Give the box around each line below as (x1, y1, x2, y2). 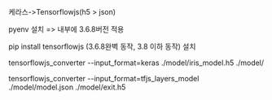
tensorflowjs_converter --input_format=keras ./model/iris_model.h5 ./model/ (8, 58, 265, 67)
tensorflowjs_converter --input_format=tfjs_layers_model (8, 74, 200, 83)
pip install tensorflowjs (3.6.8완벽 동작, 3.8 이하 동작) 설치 (8, 41, 196, 51)
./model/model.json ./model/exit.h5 (8, 82, 126, 92)
